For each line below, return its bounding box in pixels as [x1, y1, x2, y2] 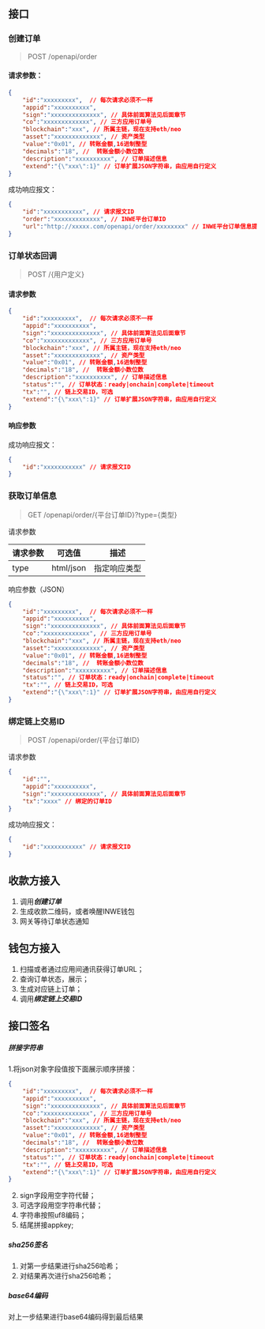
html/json [51, 562, 87, 573]
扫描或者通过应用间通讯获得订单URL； [19, 964, 144, 973]
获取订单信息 [8, 491, 58, 502]
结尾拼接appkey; [19, 1220, 74, 1230]
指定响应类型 [93, 563, 142, 574]
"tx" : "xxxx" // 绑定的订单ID [22, 797, 112, 805]
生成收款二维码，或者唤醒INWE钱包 [19, 906, 136, 916]
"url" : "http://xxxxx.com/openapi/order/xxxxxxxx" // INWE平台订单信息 [22, 223, 252, 231]
